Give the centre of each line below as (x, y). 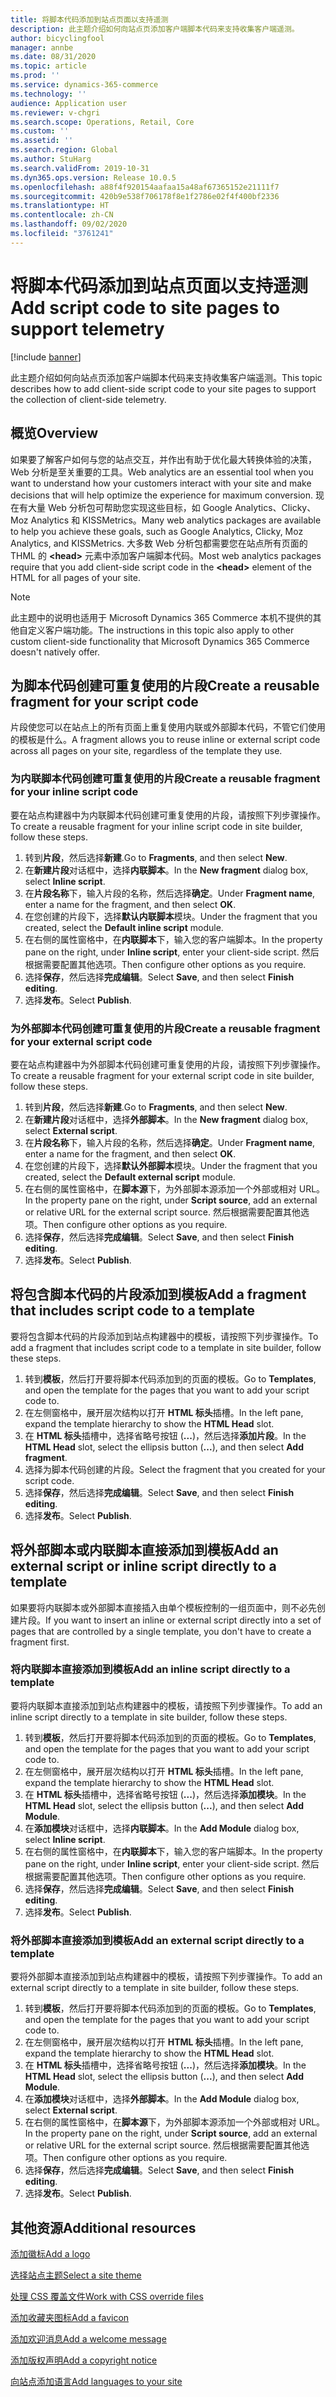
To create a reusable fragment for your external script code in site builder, (162, 1075)
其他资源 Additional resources (103, 2227)
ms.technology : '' (48, 94)
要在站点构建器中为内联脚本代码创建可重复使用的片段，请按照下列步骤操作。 (168, 815)
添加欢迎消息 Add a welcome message (88, 2338)
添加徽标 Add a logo (50, 2253)
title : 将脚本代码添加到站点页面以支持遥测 (89, 19)
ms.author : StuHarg (51, 159)
